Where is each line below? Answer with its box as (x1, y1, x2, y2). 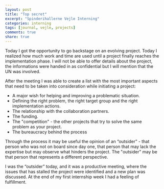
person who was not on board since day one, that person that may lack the (5, 144, 157, 149)
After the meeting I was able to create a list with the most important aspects (5, 78, 158, 84)
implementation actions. (12, 103, 61, 109)
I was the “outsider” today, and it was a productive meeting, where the (5, 163, 147, 169)
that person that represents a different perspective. (5, 154, 109, 160)
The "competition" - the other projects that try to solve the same (12, 118, 142, 125)
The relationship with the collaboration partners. (12, 108, 109, 114)
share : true (5, 35, 29, 40)
